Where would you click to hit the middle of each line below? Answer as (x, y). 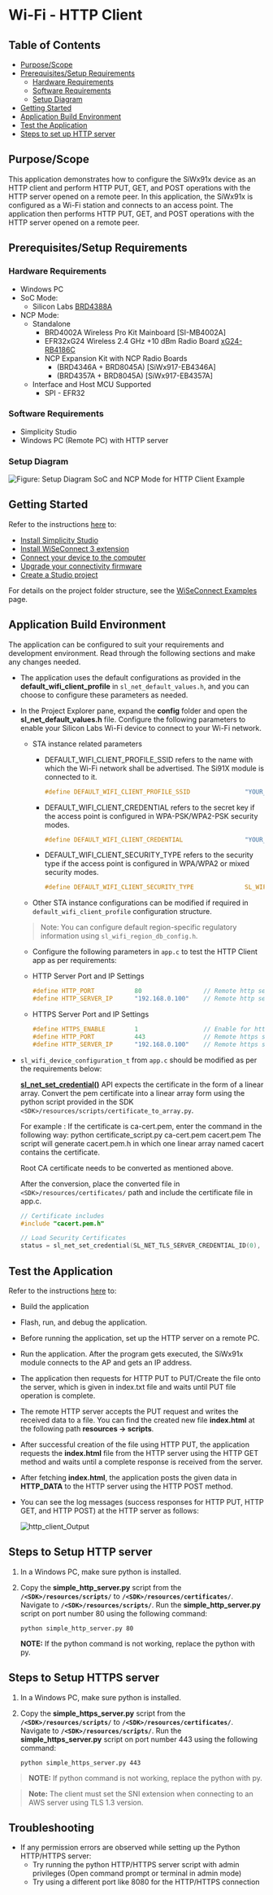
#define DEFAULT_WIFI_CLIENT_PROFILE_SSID (117, 792)
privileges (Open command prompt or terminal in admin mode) (137, 1873)
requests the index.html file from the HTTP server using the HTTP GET (139, 1453)
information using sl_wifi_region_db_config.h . (119, 936)
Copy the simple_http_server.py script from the (101, 1587)
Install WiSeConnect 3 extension (75, 548)
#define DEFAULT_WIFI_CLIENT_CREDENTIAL (114, 840)
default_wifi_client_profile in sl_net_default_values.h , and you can (134, 686)
